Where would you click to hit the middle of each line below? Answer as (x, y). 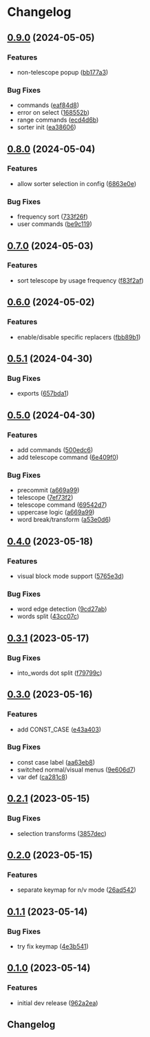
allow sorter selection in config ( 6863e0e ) (76, 183)
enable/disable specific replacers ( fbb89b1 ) (79, 337)
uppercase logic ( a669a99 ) (56, 512)
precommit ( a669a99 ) (48, 490)
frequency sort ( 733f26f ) (52, 217)
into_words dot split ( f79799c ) (60, 673)
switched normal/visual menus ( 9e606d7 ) (76, 769)
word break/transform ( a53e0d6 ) (64, 520)
